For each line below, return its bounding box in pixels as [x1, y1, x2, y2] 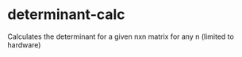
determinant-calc [7, 6, 125, 24]
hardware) [7, 40, 41, 49]
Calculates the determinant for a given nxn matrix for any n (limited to [7, 32, 235, 41]
